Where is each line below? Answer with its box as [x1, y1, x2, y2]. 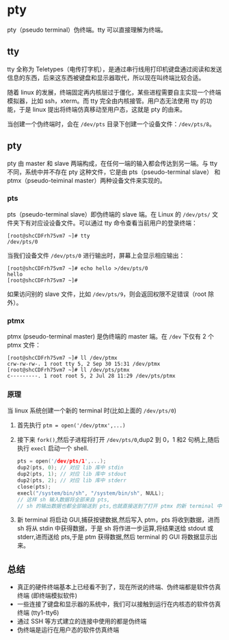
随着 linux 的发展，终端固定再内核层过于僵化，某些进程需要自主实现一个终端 [7, 88, 221, 96]
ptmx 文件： [7, 341, 41, 349]
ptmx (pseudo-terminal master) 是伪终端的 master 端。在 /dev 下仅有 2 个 [7, 332, 214, 341]
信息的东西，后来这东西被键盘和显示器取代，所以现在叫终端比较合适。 [7, 73, 205, 82]
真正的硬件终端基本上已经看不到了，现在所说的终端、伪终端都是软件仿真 [16, 583, 221, 591]
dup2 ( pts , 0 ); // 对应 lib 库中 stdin [16, 465, 124, 471]
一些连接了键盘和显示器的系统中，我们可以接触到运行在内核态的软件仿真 [16, 600, 221, 608]
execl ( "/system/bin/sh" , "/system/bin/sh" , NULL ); [16, 489, 165, 497]
